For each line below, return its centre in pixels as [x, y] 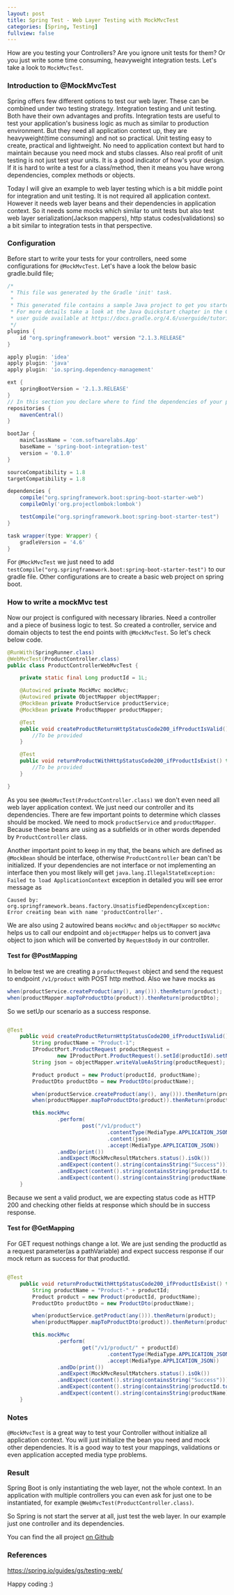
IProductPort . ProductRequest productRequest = [101, 1050]
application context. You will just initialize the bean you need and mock [109, 1440]
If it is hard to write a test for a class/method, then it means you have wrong [116, 167]
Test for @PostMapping [42, 956]
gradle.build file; [31, 273]
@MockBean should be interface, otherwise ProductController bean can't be [114, 858]
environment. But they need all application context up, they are [97, 130]
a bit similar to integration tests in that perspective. [80, 225]
